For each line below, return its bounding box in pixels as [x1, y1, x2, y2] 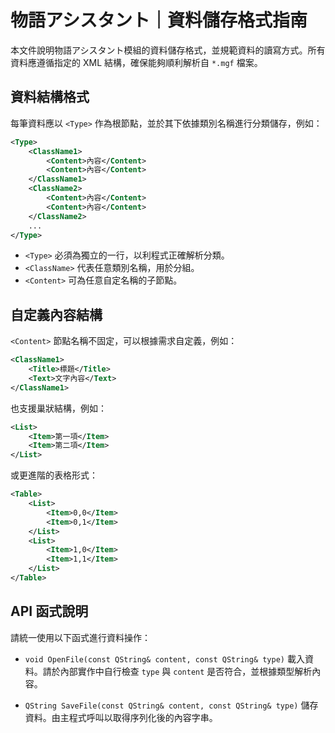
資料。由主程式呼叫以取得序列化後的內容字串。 [24, 711, 218, 723]
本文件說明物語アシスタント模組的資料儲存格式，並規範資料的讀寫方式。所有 [10, 44, 326, 56]
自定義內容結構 [10, 306, 103, 323]
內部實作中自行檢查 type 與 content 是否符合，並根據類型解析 [59, 665, 313, 677]
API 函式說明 [10, 603, 89, 620]
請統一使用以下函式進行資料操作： [10, 631, 151, 643]
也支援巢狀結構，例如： [10, 402, 107, 414]
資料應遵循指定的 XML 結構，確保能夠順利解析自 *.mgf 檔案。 [10, 56, 263, 68]
